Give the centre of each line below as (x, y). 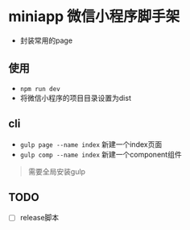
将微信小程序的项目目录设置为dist (75, 98)
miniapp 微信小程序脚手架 (94, 17)
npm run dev (40, 89)
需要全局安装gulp (57, 171)
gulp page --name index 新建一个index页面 (91, 144)
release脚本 (39, 218)
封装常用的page (46, 40)
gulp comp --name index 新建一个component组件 (101, 154)
